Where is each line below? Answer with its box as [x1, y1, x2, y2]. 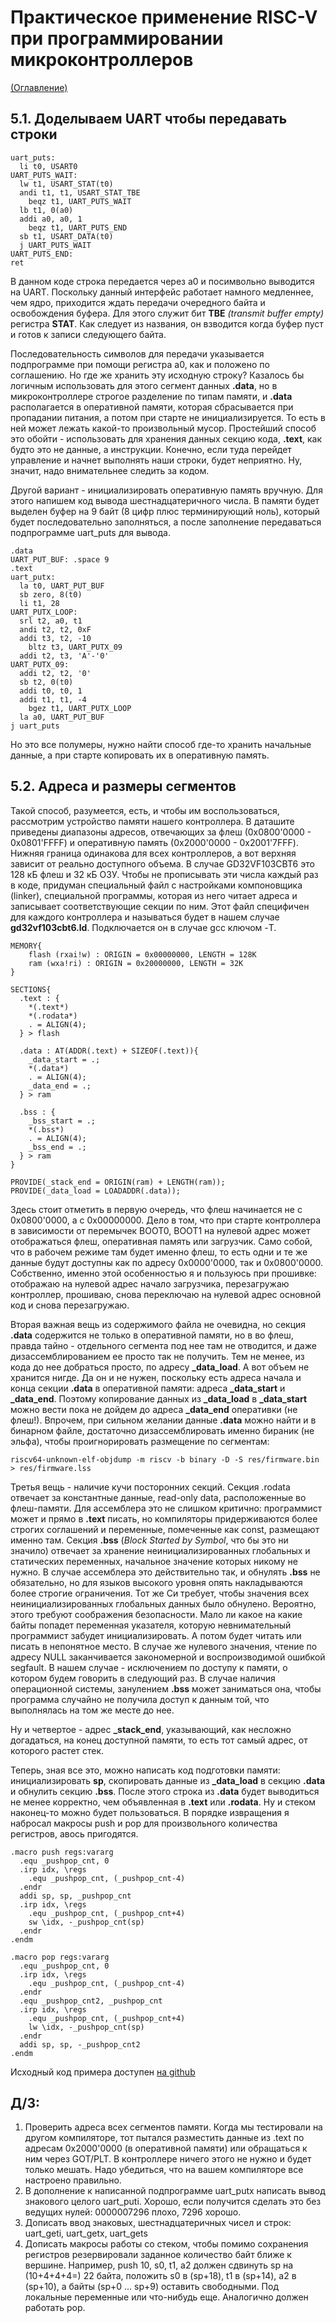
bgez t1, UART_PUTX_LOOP [28, 703, 132, 713]
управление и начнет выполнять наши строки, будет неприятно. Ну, [10, 454, 303, 466]
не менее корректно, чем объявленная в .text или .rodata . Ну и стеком [10, 1796, 317, 1808]
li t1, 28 [19, 598, 60, 608]
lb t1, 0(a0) [19, 205, 74, 215]
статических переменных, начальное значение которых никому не [10, 1555, 298, 1567]
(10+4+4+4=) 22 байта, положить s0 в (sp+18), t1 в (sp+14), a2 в [24, 2270, 297, 2282]
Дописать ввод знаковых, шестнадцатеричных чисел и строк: [24, 2217, 292, 2229]
